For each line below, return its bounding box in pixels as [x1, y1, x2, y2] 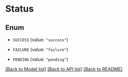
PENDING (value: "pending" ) [12, 56, 68, 62]
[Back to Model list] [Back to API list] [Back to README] [5, 66, 123, 72]
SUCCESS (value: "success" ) [12, 36, 68, 43]
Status [5, 3, 34, 15]
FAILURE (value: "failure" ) [12, 47, 68, 52]
